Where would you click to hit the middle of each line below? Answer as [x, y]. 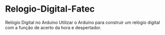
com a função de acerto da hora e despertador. [53, 27]
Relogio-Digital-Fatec [50, 9]
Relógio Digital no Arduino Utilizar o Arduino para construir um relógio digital [82, 22]
